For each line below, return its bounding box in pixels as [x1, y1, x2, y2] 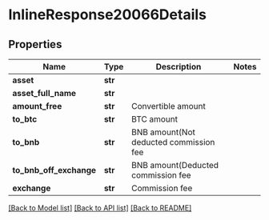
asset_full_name [12, 88, 77, 98]
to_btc [12, 114, 38, 125]
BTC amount [131, 114, 179, 125]
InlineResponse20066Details [8, 6, 207, 24]
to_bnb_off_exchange [12, 165, 97, 175]
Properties [8, 38, 62, 51]
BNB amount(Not [131, 126, 196, 138]
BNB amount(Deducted [131, 160, 219, 170]
